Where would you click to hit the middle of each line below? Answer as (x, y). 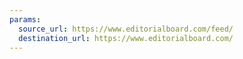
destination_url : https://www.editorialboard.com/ (126, 38)
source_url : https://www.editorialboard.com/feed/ (126, 29)
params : (25, 19)
